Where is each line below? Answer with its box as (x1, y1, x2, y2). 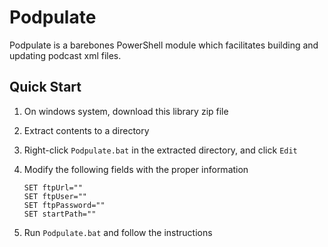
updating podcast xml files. (9, 49, 122, 61)
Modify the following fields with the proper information (23, 163, 249, 175)
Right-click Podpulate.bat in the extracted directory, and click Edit (23, 144, 298, 156)
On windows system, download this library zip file (23, 105, 229, 117)
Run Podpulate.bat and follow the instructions (23, 226, 213, 238)
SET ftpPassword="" (23, 200, 106, 210)
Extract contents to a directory (23, 124, 150, 136)
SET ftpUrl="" (23, 182, 83, 193)
